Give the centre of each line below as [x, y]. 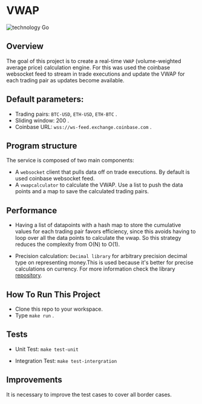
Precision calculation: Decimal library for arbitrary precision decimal [101, 256]
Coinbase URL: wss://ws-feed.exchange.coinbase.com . [83, 127]
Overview [25, 46]
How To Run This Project [54, 294]
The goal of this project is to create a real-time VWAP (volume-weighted [94, 61]
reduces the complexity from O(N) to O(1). [67, 244]
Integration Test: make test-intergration [66, 360]
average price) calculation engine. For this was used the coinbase [88, 67]
